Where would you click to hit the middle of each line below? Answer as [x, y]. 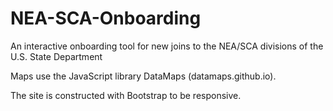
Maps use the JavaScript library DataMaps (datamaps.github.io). [143, 76]
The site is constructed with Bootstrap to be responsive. [126, 95]
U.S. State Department [56, 56]
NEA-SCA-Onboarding [106, 18]
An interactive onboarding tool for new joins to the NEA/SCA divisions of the [167, 46]
